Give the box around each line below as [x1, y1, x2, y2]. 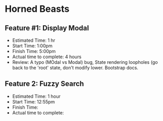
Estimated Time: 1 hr [12, 37, 55, 43]
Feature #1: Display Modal [5, 24, 89, 32]
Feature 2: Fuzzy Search [5, 79, 84, 88]
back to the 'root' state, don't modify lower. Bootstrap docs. [12, 65, 139, 71]
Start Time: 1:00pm [12, 43, 53, 49]
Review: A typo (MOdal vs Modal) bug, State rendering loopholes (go [12, 59, 158, 65]
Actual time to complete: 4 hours [12, 54, 81, 60]
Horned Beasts [5, 3, 70, 15]
